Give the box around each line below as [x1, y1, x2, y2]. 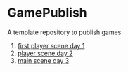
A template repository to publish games [7, 28, 122, 36]
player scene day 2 [17, 49, 73, 57]
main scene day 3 [17, 56, 70, 64]
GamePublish [7, 5, 88, 21]
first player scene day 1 [17, 41, 85, 50]
